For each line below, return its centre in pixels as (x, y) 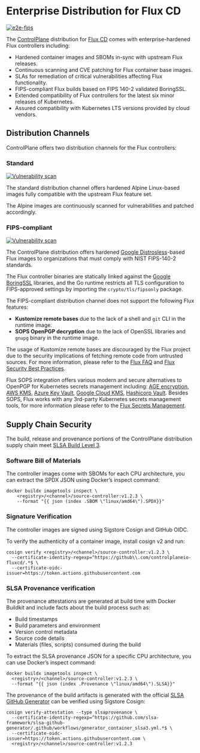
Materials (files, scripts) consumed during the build (78, 645)
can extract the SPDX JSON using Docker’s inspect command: (83, 480)
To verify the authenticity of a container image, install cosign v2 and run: (96, 541)
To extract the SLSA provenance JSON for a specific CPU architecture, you (99, 656)
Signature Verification (39, 517)
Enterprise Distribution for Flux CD (94, 11)
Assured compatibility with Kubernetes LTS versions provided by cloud (102, 108)
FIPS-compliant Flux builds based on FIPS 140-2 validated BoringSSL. (101, 89)
